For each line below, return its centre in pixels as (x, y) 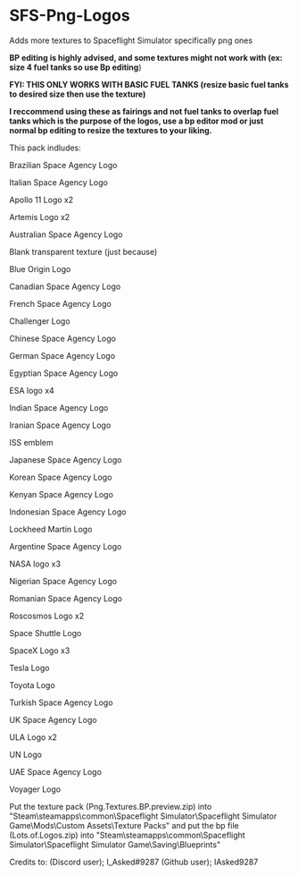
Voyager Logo (35, 789)
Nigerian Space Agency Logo (63, 581)
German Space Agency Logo (62, 355)
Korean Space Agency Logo (61, 477)
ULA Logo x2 (33, 737)
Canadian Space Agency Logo (65, 286)
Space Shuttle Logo (46, 633)
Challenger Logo (40, 321)
